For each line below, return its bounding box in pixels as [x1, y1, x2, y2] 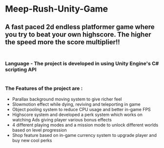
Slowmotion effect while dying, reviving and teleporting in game [12, 101, 141, 107]
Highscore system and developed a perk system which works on [12, 112, 143, 117]
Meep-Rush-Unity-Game [5, 3, 108, 15]
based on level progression [12, 127, 67, 133]
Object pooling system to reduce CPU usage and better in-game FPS [12, 106, 151, 112]
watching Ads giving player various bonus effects [12, 116, 112, 122]
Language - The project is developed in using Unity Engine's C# [5, 60, 159, 66]
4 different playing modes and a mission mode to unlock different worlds [12, 122, 159, 128]
